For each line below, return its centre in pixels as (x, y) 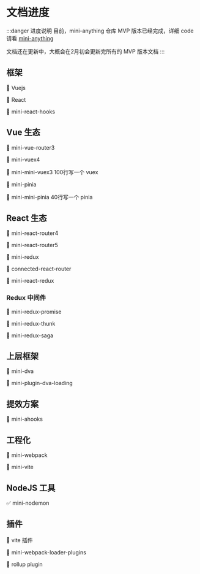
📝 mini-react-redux (30, 281)
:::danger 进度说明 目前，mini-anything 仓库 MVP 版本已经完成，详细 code (100, 31)
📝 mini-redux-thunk (31, 323)
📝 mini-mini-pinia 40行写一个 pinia (50, 197)
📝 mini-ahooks (24, 419)
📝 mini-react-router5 (32, 245)
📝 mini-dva (20, 371)
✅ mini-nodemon (28, 503)
